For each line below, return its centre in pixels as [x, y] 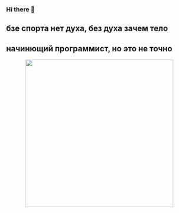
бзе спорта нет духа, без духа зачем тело [87, 29]
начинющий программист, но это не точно [89, 49]
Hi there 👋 [21, 9]
